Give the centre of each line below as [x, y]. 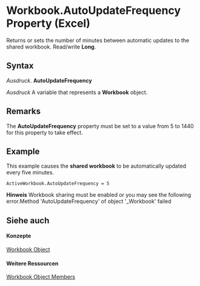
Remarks [24, 111]
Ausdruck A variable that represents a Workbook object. [77, 92]
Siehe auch [28, 220]
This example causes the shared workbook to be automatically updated [96, 166]
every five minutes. [30, 172]
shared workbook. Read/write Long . [51, 47]
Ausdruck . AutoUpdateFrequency [49, 80]
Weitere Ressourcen [32, 263]
